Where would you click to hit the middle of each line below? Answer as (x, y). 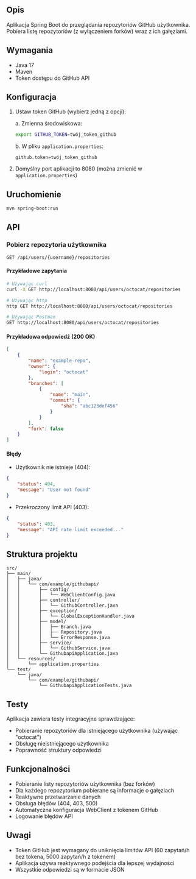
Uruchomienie (34, 194)
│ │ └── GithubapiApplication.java (62, 654)
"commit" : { (65, 401)
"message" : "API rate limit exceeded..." (70, 529)
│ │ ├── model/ (37, 622)
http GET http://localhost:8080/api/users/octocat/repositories (89, 306)
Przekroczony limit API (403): (52, 507)
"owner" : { (42, 366)
